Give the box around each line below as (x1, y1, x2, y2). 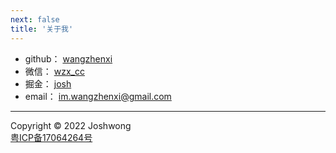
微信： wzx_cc (24, 65, 85, 77)
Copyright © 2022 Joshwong (10, 119, 132, 131)
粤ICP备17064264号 (10, 131, 93, 143)
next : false (10, 14, 60, 25)
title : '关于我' (10, 24, 74, 34)
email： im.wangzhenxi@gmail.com (24, 90, 172, 102)
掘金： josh (24, 77, 72, 90)
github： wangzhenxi (24, 52, 113, 65)
